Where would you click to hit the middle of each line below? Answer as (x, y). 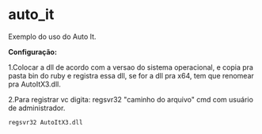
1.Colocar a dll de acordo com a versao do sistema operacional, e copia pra (131, 67)
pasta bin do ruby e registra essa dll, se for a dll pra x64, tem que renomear (131, 75)
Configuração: (33, 52)
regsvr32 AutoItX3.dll (46, 122)
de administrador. (37, 108)
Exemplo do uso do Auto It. (52, 36)
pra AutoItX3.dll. (34, 84)
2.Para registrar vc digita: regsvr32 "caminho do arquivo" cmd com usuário (131, 99)
